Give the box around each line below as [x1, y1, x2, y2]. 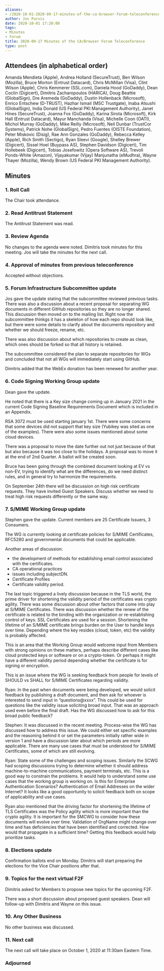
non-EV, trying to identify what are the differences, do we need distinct [5, 468, 148, 474]
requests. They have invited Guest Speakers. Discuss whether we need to [5, 488, 154, 494]
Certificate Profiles [12, 576, 50, 582]
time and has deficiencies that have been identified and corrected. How [5, 824, 149, 830]
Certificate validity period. [12, 581, 65, 587]
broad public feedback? [5, 713, 53, 718]
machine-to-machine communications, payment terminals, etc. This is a [5, 768, 150, 774]
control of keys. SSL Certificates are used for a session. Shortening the [5, 616, 148, 623]
